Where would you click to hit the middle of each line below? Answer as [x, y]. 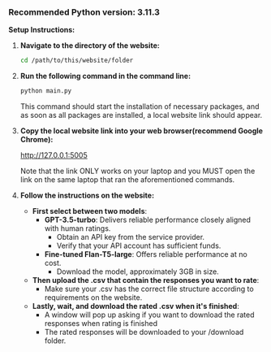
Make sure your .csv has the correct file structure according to [149, 289]
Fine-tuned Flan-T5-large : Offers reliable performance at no [146, 254]
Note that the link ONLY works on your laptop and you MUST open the [138, 171]
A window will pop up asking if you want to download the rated [149, 315]
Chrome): [37, 140]
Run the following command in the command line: [105, 76]
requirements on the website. [93, 298]
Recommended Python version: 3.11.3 [84, 12]
